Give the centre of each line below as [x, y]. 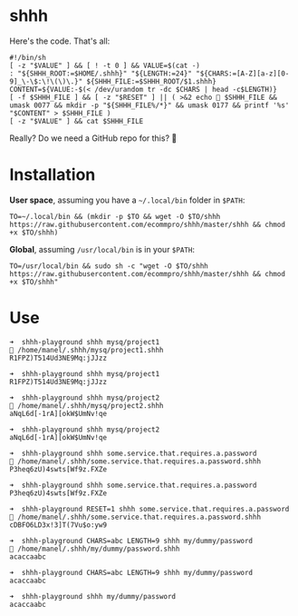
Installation [53, 175]
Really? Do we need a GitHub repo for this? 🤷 [93, 138]
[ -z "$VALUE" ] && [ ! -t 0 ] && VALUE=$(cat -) [105, 65]
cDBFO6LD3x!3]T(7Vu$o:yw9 [58, 525]
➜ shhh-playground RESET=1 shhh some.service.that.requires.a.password [149, 509]
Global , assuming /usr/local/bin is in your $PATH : [102, 249]
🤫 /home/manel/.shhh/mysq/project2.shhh [87, 405]
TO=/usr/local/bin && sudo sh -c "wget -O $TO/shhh [109, 266]
